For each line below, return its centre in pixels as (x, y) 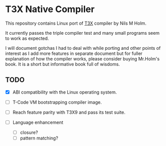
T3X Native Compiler (50, 9)
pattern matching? (39, 138)
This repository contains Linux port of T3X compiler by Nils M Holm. (76, 23)
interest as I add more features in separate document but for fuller (74, 53)
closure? (29, 132)
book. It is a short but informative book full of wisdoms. (63, 64)
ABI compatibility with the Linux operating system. (65, 92)
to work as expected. (27, 38)
